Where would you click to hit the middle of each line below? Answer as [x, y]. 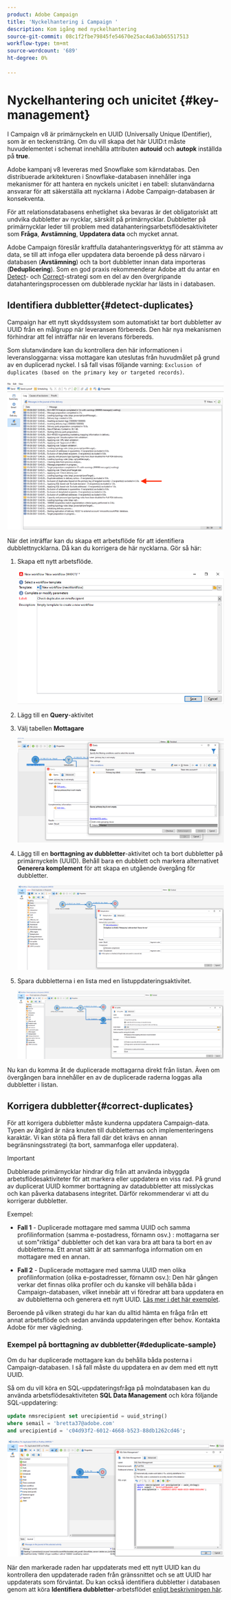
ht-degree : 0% [27, 59]
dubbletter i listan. [33, 1084]
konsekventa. [26, 198]
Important [21, 1158]
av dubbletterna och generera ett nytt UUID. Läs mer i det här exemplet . [119, 1299]
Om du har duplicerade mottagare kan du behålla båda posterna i [100, 1360]
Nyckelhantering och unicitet [92, 100]
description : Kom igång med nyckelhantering [72, 29]
